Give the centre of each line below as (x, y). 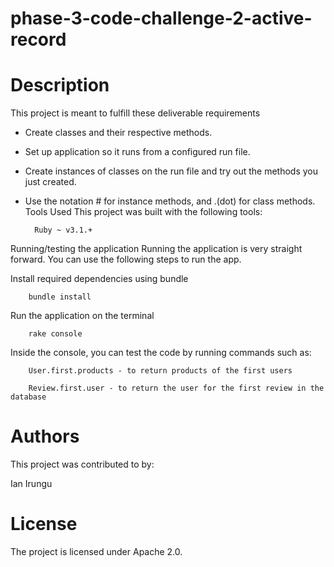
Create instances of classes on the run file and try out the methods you (171, 171)
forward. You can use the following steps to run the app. (126, 259)
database (28, 397)
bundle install (60, 297)
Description (60, 85)
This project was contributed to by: (82, 464)
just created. (50, 182)
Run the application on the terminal (82, 316)
